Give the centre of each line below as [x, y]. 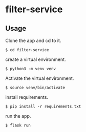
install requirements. [27, 97]
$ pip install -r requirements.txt [43, 106]
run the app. [18, 116]
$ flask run [18, 125]
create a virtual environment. [36, 59]
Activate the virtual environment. [40, 78]
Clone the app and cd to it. [33, 40]
